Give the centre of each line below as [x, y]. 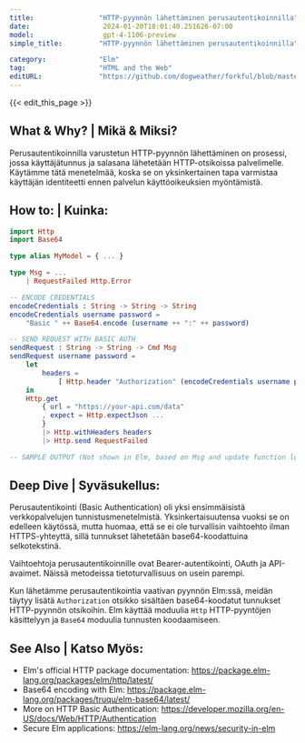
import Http [32, 231]
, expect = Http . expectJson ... [103, 416]
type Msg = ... [38, 273]
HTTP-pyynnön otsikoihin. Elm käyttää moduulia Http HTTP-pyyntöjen [140, 610]
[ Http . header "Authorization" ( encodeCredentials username [174, 382]
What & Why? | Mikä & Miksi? [93, 131]
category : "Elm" [64, 60]
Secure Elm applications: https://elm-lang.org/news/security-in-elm [149, 728]
